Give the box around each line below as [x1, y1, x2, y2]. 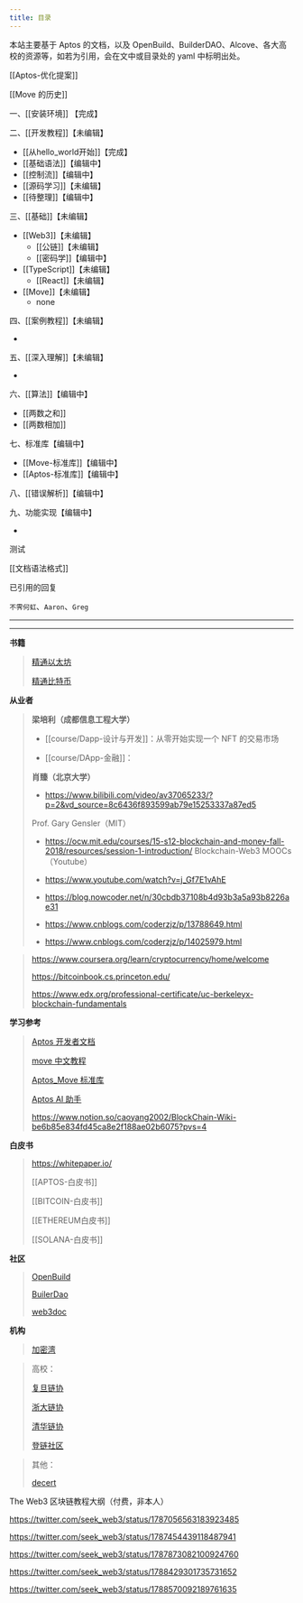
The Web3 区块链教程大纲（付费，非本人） [9, 1496, 169, 1506]
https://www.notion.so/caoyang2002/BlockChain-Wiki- [31, 1111, 237, 1122]
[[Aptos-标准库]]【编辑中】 [22, 468, 124, 479]
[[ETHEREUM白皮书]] [31, 1215, 111, 1226]
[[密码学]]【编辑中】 [35, 252, 112, 263]
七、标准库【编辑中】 [9, 438, 88, 449]
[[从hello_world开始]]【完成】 [22, 146, 133, 157]
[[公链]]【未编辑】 [35, 241, 104, 252]
